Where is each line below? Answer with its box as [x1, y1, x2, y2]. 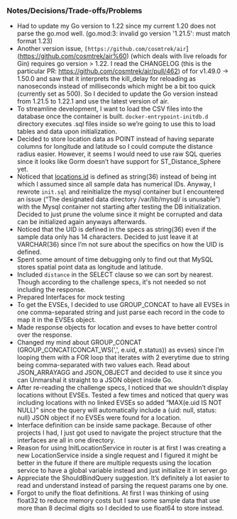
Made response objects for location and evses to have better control [16, 323, 218, 332]
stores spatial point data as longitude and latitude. [16, 263, 163, 272]
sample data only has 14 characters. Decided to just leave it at [16, 233, 199, 241]
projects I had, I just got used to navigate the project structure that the [16, 428, 222, 437]
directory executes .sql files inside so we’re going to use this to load [16, 120, 216, 128]
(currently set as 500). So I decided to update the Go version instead [16, 89, 218, 98]
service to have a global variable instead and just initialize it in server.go [16, 467, 228, 475]
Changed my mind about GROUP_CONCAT [16, 338, 142, 347]
